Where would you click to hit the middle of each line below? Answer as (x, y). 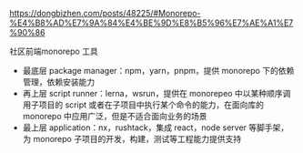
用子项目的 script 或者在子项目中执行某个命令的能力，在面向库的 (143, 105)
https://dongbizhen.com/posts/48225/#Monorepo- (106, 13)
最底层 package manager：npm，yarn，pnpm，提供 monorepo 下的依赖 (158, 71)
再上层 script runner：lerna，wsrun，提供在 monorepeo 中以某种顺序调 (157, 93)
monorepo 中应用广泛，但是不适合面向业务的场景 (115, 116)
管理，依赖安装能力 (59, 82)
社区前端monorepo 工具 (54, 51)
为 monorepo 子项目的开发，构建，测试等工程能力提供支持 (132, 139)
